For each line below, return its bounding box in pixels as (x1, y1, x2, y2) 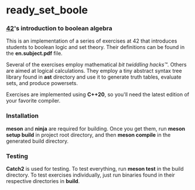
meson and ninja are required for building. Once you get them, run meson (6, 125, 186, 132)
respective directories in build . (6, 178, 80, 185)
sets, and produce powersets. (6, 80, 78, 87)
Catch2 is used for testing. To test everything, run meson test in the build (6, 166, 184, 173)
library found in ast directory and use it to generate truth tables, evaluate (6, 73, 182, 80)
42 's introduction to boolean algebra (6, 24, 112, 33)
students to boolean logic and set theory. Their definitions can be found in (6, 44, 185, 51)
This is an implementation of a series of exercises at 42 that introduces (6, 37, 177, 44)
